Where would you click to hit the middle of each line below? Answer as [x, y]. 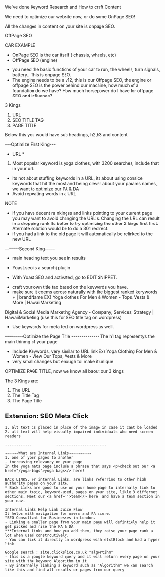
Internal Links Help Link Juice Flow [44, 509]
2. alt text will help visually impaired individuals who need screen [79, 432]
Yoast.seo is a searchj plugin [41, 268]
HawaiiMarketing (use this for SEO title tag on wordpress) [64, 317]
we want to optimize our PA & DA [46, 189]
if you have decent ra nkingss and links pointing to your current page [82, 213]
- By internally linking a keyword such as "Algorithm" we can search [79, 565]
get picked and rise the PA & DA [39, 526]
